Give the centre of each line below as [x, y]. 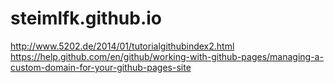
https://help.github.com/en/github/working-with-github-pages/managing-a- [167, 56]
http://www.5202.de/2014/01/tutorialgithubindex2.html [122, 46]
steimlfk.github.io [86, 18]
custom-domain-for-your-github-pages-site [101, 67]
